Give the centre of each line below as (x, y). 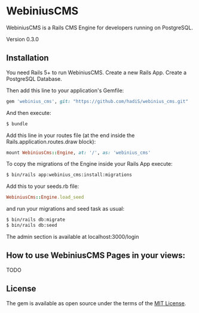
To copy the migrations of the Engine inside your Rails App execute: (90, 164)
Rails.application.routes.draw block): (51, 141)
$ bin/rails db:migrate (36, 220)
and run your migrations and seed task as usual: (65, 209)
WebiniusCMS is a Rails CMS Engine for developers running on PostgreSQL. (99, 28)
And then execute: (29, 113)
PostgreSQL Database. (34, 78)
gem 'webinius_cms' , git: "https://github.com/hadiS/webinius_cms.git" (97, 101)
